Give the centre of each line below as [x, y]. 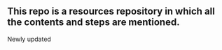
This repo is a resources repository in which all [111, 11]
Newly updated [29, 39]
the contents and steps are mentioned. [93, 23]
